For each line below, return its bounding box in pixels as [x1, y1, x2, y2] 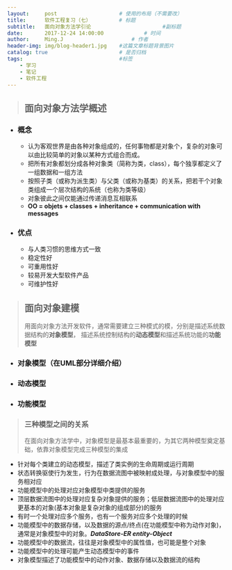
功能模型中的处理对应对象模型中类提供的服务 [17, 486, 146, 494]
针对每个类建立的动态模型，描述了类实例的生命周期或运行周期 [17, 460, 194, 469]
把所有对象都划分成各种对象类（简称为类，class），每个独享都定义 [27, 159, 217, 168]
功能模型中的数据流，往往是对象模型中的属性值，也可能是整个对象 [17, 538, 206, 546]
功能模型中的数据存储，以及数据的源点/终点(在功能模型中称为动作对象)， [17, 521, 226, 529]
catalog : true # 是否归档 [7, 49, 147, 56]
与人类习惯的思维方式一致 [27, 245, 101, 254]
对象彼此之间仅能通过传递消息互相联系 [27, 194, 138, 202]
